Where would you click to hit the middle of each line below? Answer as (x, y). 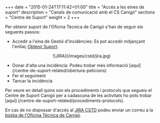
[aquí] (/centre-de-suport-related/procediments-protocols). (65, 101)
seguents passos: (23, 32)
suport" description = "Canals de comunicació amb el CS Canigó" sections (80, 12)
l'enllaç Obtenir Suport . (35, 46)
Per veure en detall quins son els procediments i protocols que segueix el (79, 90)
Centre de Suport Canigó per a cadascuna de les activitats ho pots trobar (78, 95)
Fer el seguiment (29, 76)
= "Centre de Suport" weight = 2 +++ (43, 17)
